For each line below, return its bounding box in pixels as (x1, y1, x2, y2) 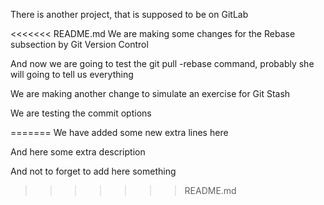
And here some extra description (10, 146, 146, 158)
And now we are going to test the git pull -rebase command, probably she (10, 58, 315, 69)
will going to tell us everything (10, 69, 134, 80)
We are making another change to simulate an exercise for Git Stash (10, 88, 291, 99)
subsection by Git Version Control (10, 39, 149, 50)
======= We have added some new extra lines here (10, 127, 229, 138)
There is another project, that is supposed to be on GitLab (10, 9, 249, 20)
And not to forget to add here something (10, 165, 177, 177)
